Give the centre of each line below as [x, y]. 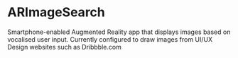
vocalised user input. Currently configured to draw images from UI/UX [110, 39]
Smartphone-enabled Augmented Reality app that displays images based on [119, 32]
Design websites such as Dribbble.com [65, 47]
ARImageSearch [56, 12]
